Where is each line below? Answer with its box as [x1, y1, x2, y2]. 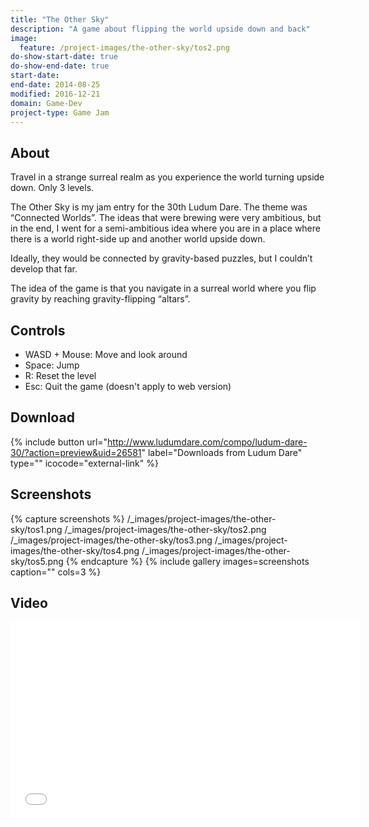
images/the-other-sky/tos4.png [10, 544, 140, 556]
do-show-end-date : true [10, 61, 110, 71]
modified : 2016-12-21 [10, 89, 101, 99]
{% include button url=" [10, 436, 108, 448]
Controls [10, 322, 66, 339]
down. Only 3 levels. [10, 182, 95, 194]
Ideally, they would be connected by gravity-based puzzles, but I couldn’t [10, 252, 313, 265]
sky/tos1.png [10, 523, 63, 535]
